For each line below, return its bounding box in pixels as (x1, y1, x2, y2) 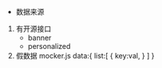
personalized (27, 42, 71, 50)
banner (27, 33, 52, 42)
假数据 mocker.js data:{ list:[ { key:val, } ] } (15, 51, 155, 60)
